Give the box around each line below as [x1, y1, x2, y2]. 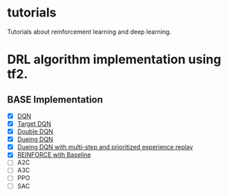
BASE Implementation [7, 94, 104, 105]
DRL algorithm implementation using [7, 52, 222, 67]
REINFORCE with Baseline [17, 151, 91, 159]
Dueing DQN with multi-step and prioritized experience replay [17, 143, 193, 151]
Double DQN [17, 127, 53, 135]
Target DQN [17, 120, 52, 128]
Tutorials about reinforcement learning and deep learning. [7, 28, 171, 36]
